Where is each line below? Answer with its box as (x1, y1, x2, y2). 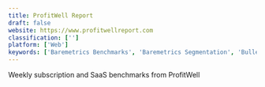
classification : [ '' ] (8, 33, 80, 42)
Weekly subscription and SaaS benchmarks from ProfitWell (8, 70, 200, 79)
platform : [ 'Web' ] (8, 41, 69, 49)
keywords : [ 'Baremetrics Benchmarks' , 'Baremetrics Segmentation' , (8, 48, 235, 56)
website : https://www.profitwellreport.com (8, 26, 154, 34)
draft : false (8, 19, 51, 27)
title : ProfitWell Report (8, 11, 93, 20)
